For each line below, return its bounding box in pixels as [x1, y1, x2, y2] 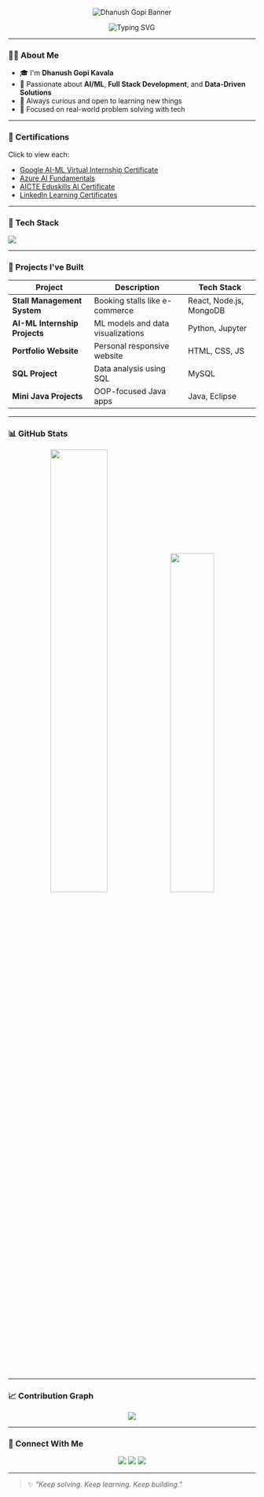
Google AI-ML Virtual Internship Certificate [19, 165, 159, 174]
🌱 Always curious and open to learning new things [19, 96, 182, 106]
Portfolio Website [12, 345, 79, 356]
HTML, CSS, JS [188, 345, 245, 356]
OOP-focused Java [93, 386, 167, 397]
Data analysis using [93, 363, 167, 374]
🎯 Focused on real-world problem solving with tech [19, 105, 186, 114]
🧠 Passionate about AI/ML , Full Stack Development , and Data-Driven [19, 80, 246, 89]
